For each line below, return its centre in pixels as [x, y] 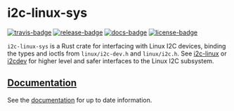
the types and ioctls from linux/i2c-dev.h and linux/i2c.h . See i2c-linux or [117, 53]
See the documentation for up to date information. [80, 100]
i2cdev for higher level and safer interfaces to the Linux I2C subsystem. [111, 60]
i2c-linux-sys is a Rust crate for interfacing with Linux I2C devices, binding [117, 46]
